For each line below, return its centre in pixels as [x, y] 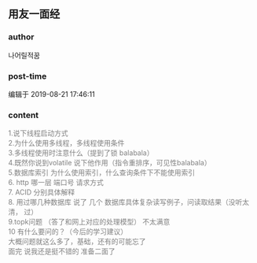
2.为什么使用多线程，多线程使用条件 [66, 143]
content [24, 115]
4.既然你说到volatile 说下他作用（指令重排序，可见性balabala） [110, 163]
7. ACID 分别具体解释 [42, 192]
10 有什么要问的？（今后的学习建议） [68, 232]
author [21, 37]
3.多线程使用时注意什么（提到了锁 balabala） [81, 153]
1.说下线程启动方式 [38, 133]
